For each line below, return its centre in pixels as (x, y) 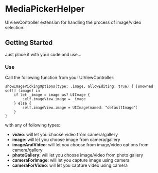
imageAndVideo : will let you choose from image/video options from (80, 145)
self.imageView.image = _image (54, 99)
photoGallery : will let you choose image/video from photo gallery (78, 155)
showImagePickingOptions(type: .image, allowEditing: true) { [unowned (79, 86)
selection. (15, 27)
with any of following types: (33, 125)
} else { (23, 103)
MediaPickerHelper (45, 9)
